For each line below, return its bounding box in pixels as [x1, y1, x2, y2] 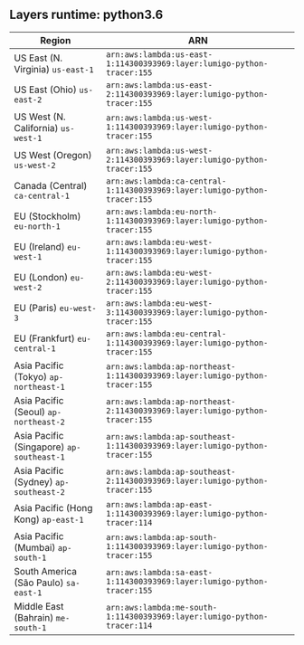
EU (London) [14, 270, 69, 283]
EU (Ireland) [14, 240, 65, 252]
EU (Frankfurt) [14, 332, 75, 345]
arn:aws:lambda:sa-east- [105, 567, 213, 577]
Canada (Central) [14, 179, 88, 192]
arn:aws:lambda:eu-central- [105, 328, 227, 338]
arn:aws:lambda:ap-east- [105, 499, 213, 509]
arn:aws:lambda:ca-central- [105, 175, 227, 186]
